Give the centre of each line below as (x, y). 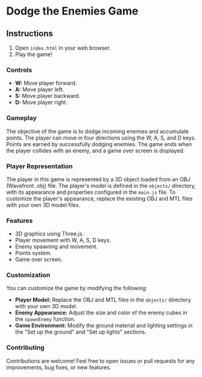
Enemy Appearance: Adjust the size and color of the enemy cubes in (101, 313)
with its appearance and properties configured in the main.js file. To (91, 192)
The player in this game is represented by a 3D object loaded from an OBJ (99, 179)
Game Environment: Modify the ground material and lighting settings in (104, 326)
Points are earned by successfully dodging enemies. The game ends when (99, 144)
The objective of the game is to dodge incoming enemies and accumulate (98, 131)
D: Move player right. (41, 102)
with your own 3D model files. (43, 205)
